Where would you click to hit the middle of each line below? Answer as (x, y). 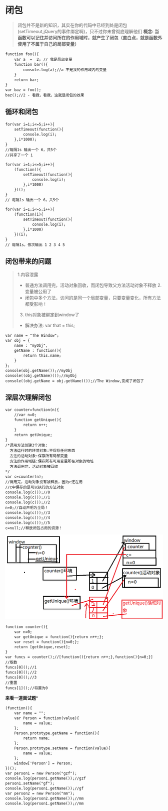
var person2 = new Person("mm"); (40, 793)
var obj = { (17, 340)
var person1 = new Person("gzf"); (41, 773)
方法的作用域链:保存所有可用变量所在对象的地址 (52, 461)
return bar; (26, 80)
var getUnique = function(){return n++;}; (59, 637)
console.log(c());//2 (28, 502)
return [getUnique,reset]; (42, 647)
